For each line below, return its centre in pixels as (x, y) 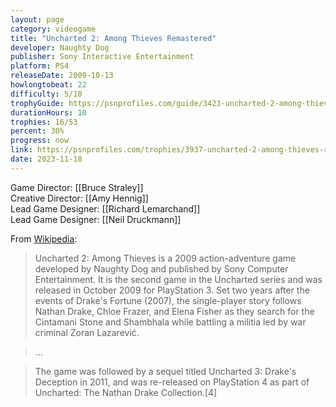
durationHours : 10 (48, 112)
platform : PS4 (40, 66)
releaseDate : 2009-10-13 (62, 76)
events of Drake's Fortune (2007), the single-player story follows (168, 300)
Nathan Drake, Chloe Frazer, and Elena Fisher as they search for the (174, 311)
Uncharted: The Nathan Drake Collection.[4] (126, 392)
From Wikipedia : (44, 238)
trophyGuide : (37, 103)
